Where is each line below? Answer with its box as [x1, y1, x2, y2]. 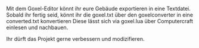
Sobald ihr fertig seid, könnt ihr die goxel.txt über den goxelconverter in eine [6, 11, 194, 18]
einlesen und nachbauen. [6, 24, 69, 31]
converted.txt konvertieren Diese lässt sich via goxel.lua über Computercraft [6, 18, 194, 24]
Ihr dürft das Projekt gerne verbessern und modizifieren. [6, 36, 145, 42]
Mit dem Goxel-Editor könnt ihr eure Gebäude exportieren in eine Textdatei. [6, 5, 191, 12]
